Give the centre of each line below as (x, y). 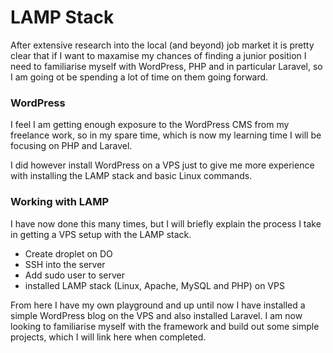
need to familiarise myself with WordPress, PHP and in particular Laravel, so (166, 66)
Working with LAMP (60, 202)
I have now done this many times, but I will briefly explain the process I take (166, 223)
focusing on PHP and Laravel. (71, 146)
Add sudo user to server (74, 275)
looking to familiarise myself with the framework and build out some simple (165, 326)
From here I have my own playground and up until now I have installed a (158, 305)
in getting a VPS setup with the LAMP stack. (101, 234)
